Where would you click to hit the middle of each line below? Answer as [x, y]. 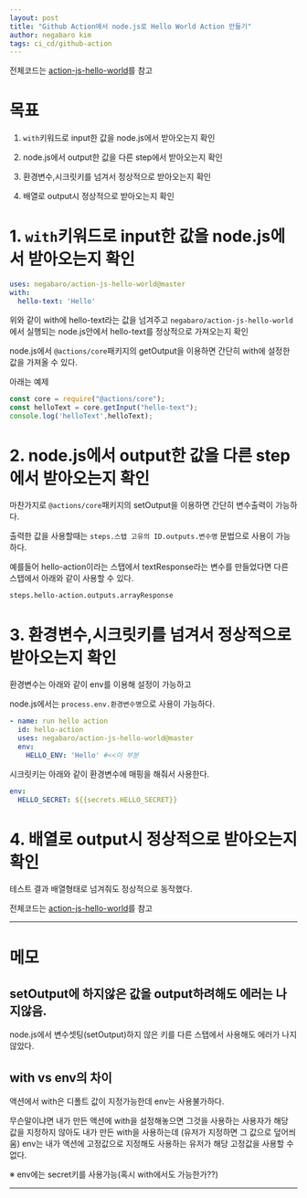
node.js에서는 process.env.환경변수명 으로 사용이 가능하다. [112, 704]
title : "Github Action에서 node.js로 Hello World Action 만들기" [131, 27]
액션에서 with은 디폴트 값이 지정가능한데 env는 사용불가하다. [117, 1101]
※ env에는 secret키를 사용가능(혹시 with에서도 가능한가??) [114, 1174]
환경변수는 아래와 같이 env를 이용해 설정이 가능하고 [101, 684]
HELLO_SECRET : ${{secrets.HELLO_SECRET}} [98, 800]
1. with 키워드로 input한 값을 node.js [140, 236]
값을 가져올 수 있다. [43, 362]
